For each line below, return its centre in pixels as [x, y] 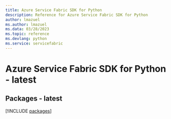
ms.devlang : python [26, 39]
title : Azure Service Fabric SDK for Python [54, 10]
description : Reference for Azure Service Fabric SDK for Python [77, 15]
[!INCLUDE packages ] [28, 111]
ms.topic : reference [27, 34]
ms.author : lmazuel [26, 24]
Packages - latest [34, 99]
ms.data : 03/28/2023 [27, 29]
